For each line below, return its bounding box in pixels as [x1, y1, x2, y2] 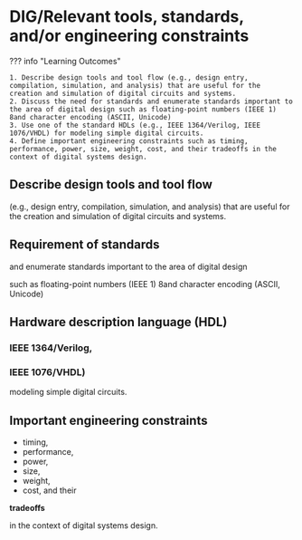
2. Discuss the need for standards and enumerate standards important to [9, 97, 294, 106]
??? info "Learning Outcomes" [9, 55, 121, 66]
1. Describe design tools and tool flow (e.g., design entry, [9, 72, 249, 82]
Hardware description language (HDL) [9, 314, 228, 330]
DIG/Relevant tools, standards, [9, 6, 244, 27]
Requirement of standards [9, 237, 160, 253]
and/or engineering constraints [9, 25, 250, 46]
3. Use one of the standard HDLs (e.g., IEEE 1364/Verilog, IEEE [9, 121, 260, 130]
